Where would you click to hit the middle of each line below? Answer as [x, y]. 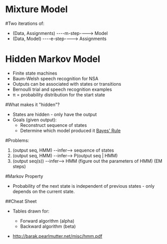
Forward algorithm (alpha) [47, 221]
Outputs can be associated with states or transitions [67, 84]
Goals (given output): [35, 120]
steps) [19, 166]
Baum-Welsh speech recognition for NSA [55, 78]
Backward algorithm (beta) [48, 226]
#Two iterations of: [25, 23]
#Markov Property [24, 176]
